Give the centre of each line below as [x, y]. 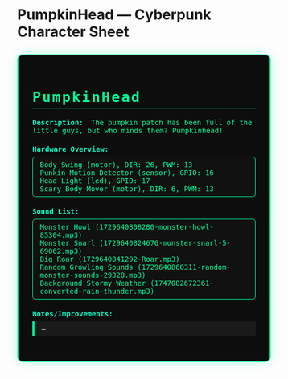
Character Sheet [73, 32]
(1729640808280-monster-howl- [154, 227]
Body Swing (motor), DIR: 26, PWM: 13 [116, 165]
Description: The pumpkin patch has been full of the [142, 122]
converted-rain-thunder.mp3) [97, 291]
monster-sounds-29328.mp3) [93, 275]
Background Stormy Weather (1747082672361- [127, 283]
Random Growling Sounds [86, 267]
